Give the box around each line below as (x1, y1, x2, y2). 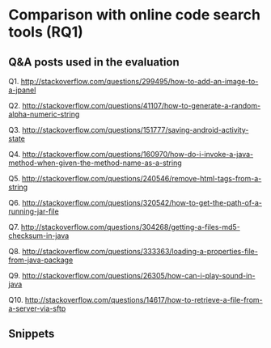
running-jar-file (8, 206, 59, 216)
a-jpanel (8, 85, 36, 95)
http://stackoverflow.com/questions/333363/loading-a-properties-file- (22, 247, 259, 256)
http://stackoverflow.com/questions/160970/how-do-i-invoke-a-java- (22, 150, 253, 159)
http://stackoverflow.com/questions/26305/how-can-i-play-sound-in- (22, 271, 256, 280)
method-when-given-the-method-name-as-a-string (8, 158, 182, 168)
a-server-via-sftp (8, 303, 66, 313)
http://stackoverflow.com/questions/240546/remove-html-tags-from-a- (21, 174, 262, 183)
